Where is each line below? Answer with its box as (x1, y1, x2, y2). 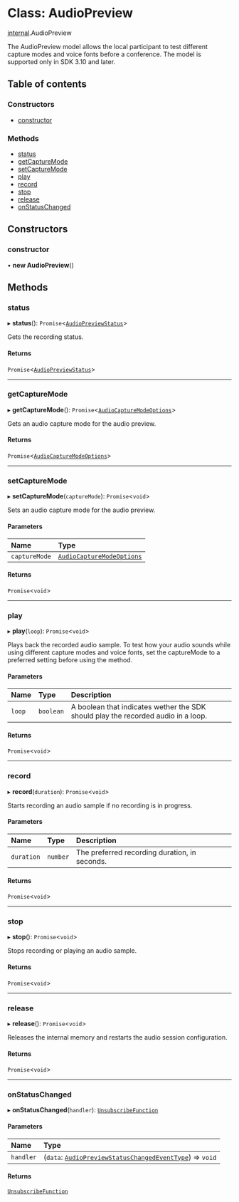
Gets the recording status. (7, 333, 84, 341)
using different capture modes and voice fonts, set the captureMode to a (7, 648, 221, 657)
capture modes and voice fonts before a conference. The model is (7, 50, 201, 58)
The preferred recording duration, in (75, 847, 197, 857)
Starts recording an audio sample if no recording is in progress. (7, 801, 193, 810)
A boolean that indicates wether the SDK (70, 702, 206, 712)
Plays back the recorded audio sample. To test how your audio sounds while (7, 641, 231, 649)
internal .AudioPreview (7, 28, 73, 37)
